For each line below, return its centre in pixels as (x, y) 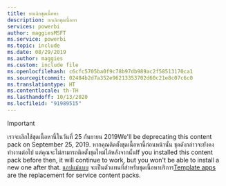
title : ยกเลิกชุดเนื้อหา (33, 13)
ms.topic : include (34, 46)
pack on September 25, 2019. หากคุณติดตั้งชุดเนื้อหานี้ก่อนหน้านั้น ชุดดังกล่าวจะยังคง (111, 144)
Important (21, 123)
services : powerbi (34, 26)
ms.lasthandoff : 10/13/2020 (48, 97)
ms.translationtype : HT (41, 84)
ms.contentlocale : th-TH (43, 91)
